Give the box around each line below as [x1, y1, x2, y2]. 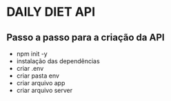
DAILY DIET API [6, 4, 96, 20]
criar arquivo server [16, 87, 73, 94]
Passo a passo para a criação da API [6, 32, 165, 43]
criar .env [16, 65, 44, 72]
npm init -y [16, 49, 48, 58]
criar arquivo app [16, 79, 66, 87]
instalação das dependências [16, 57, 101, 65]
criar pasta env [16, 71, 60, 80]
